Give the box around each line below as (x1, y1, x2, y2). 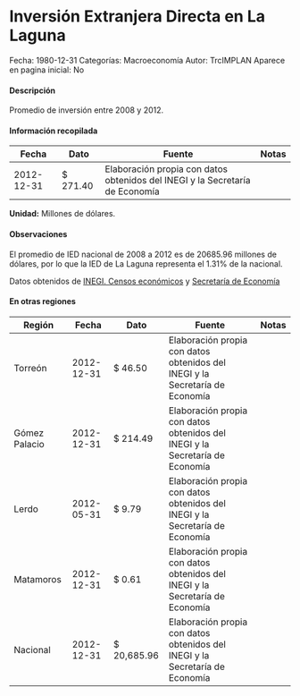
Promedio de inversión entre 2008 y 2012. (9, 105, 164, 115)
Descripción (9, 85, 56, 96)
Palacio (13, 437, 45, 450)
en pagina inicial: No (9, 64, 85, 75)
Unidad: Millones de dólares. (9, 208, 116, 219)
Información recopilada (9, 125, 98, 136)
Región (23, 318, 54, 331)
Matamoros (13, 573, 62, 585)
